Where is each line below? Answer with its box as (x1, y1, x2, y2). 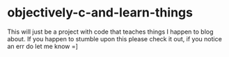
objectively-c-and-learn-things (7, 5, 194, 21)
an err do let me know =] (7, 42, 79, 50)
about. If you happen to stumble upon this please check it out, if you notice (7, 34, 223, 43)
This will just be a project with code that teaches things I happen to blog (7, 27, 214, 36)
